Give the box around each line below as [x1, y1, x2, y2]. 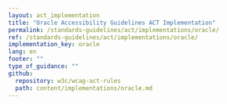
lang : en [8, 48, 37, 56]
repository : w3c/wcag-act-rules [15, 77, 122, 84]
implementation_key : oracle [8, 41, 101, 48]
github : [8, 70, 34, 77]
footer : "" [8, 56, 44, 63]
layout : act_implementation [8, 11, 101, 20]
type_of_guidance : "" [8, 63, 79, 70]
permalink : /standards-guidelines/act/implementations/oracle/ [8, 26, 220, 34]
